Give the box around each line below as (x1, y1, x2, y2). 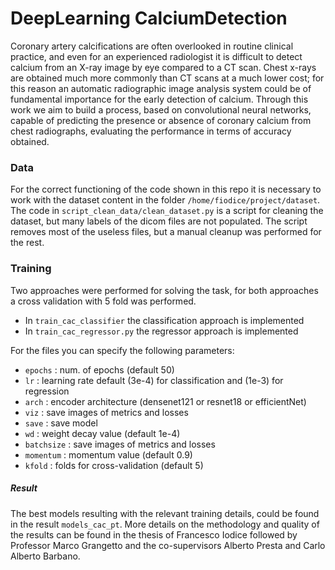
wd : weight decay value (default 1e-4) (24, 427, 181, 439)
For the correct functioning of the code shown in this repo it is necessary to (10, 183, 322, 196)
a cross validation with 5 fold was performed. (10, 295, 197, 307)
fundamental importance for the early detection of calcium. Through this (10, 93, 309, 105)
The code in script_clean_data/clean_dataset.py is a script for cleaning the (10, 205, 324, 217)
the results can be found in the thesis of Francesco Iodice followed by (10, 528, 298, 541)
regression (24, 385, 70, 397)
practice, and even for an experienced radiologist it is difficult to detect (10, 50, 303, 62)
